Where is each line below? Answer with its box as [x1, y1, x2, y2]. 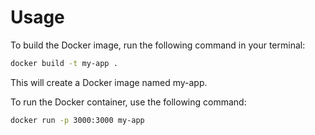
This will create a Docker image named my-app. [10, 76, 208, 88]
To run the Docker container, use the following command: [10, 96, 247, 108]
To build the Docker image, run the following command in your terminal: [10, 39, 306, 51]
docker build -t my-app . [10, 58, 118, 68]
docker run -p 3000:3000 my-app [10, 115, 145, 125]
